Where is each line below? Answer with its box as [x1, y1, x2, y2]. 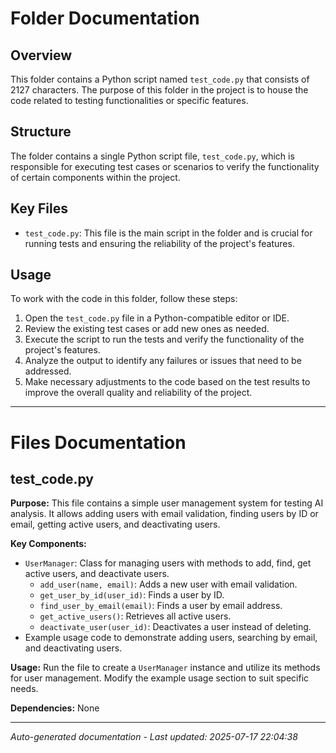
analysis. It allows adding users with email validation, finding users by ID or [10, 508, 319, 520]
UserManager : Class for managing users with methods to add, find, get [24, 557, 312, 569]
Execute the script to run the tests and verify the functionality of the [24, 333, 305, 346]
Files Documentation [10, 431, 187, 454]
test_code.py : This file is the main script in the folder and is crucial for [24, 227, 313, 239]
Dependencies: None [10, 702, 100, 714]
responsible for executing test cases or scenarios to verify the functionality [10, 160, 320, 172]
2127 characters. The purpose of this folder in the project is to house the [10, 84, 309, 96]
